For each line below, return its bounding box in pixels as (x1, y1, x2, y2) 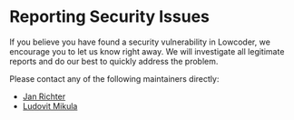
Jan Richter (22, 91, 66, 102)
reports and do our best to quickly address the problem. (9, 55, 219, 66)
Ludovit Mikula (22, 100, 78, 111)
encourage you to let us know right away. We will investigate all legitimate (9, 45, 285, 56)
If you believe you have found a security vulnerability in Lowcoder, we (9, 36, 270, 47)
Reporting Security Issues (9, 6, 211, 27)
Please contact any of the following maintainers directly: (9, 73, 220, 84)
